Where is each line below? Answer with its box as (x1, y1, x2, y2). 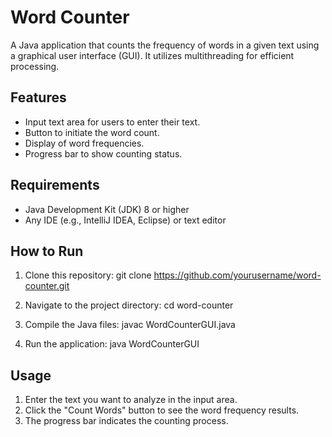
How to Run (10, 242, 84, 260)
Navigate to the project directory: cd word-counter (24, 299, 234, 311)
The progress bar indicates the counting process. (24, 415, 229, 427)
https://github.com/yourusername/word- (153, 269, 322, 281)
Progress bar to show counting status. (24, 147, 183, 160)
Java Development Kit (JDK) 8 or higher (24, 203, 190, 215)
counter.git (24, 280, 70, 292)
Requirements (10, 177, 100, 194)
